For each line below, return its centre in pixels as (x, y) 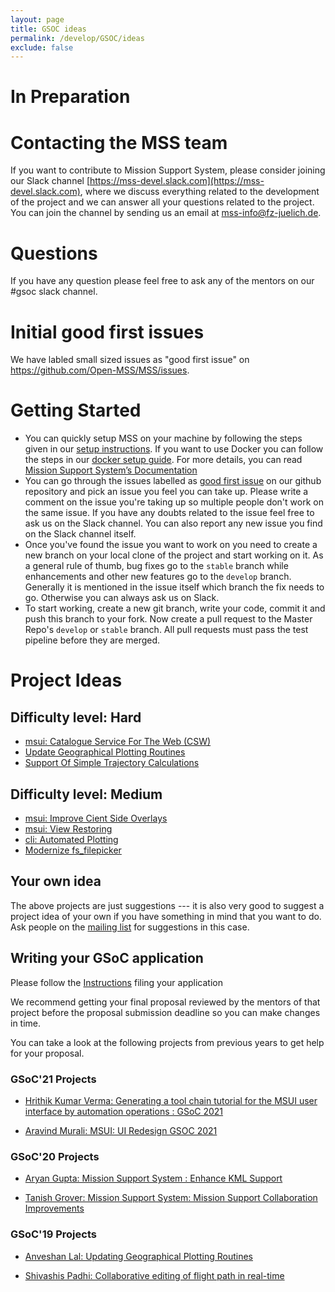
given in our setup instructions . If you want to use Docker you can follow (174, 449)
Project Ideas (66, 680)
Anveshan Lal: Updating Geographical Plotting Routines (138, 1256)
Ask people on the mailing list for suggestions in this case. (130, 927)
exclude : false (42, 47)
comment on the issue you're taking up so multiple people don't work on (174, 502)
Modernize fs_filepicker (73, 850)
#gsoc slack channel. (54, 292)
